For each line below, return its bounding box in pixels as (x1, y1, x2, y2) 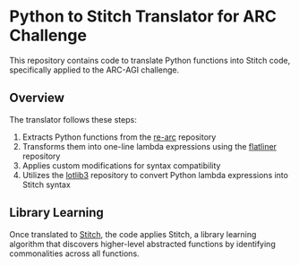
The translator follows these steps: (9, 114, 137, 124)
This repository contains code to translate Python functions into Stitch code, (9, 55, 291, 65)
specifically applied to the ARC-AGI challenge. (9, 64, 180, 75)
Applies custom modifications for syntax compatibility (21, 159, 221, 171)
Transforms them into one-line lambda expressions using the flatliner (21, 141, 278, 151)
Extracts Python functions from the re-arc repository (21, 132, 217, 142)
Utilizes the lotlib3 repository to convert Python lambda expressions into (21, 169, 289, 180)
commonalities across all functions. (9, 248, 141, 259)
